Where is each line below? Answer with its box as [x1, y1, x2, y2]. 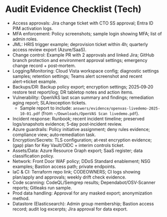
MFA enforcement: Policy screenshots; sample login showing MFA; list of [12, 30, 162, 36]
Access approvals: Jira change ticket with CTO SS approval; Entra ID [12, 20, 154, 26]
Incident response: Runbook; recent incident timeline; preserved [12, 115, 145, 121]
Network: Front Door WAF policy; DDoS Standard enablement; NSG [12, 158, 151, 164]
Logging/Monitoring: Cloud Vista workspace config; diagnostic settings [12, 67, 159, 73]
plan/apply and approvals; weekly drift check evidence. [12, 174, 127, 180]
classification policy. [12, 152, 55, 158]
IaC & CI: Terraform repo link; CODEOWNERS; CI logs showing [12, 168, 141, 174]
